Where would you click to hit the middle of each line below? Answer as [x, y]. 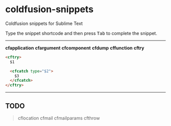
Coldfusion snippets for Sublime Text [44, 23]
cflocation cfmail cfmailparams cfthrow [59, 118]
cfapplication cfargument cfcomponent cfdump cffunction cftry [75, 48]
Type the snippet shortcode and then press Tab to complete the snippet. [81, 33]
